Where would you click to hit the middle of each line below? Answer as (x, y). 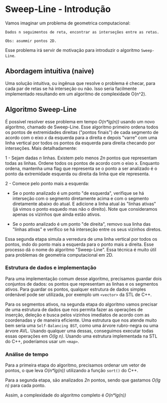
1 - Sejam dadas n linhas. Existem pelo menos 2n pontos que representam (81, 158)
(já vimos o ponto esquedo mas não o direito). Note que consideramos (85, 209)
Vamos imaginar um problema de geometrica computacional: (68, 23)
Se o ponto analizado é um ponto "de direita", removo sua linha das (82, 224)
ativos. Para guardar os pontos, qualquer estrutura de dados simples (76, 289)
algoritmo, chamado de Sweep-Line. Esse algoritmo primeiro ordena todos (82, 127)
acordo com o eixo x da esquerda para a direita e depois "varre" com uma (81, 137)
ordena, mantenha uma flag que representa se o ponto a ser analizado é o (81, 168)
